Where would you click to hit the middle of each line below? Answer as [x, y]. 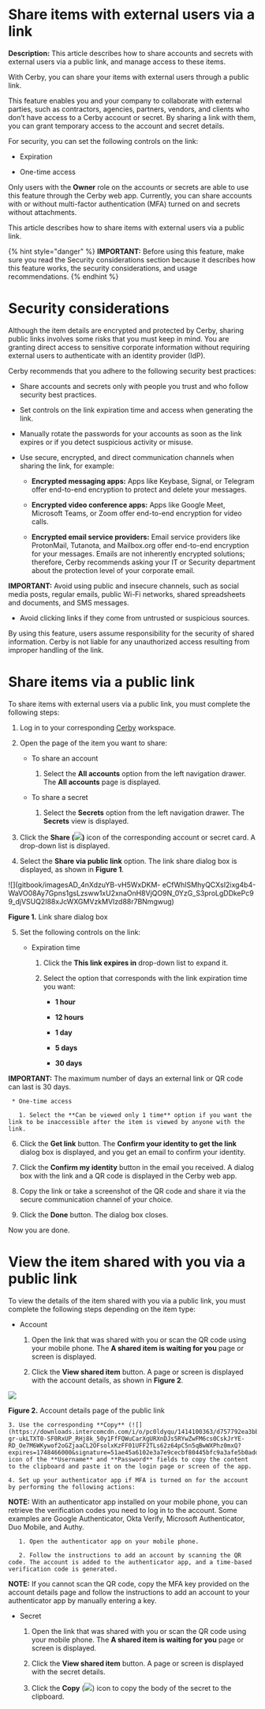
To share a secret [60, 797]
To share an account [65, 758]
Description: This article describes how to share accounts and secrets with [131, 53]
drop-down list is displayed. [65, 845]
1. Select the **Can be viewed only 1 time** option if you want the [135, 1115]
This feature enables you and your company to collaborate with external [125, 100]
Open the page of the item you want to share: [93, 743]
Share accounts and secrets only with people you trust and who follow [134, 386]
